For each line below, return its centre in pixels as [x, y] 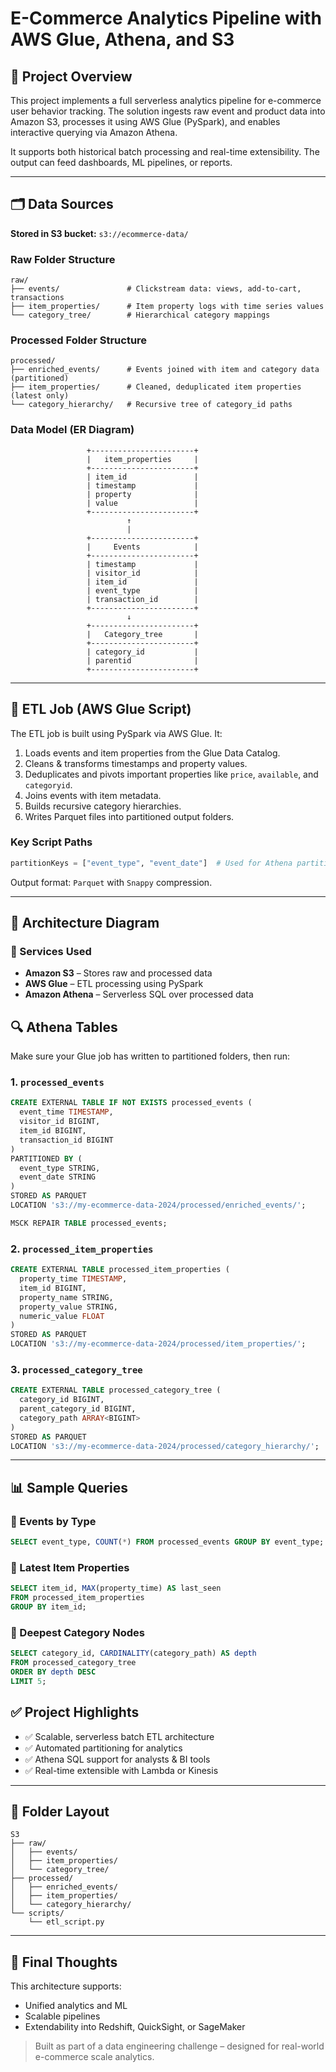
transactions [37, 298]
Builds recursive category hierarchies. [103, 806]
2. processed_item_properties [82, 1249]
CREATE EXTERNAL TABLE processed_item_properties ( [120, 1270]
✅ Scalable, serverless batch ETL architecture [119, 1736]
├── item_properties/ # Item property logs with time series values [167, 307]
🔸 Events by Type [53, 1521]
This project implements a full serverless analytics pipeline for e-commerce [166, 100]
